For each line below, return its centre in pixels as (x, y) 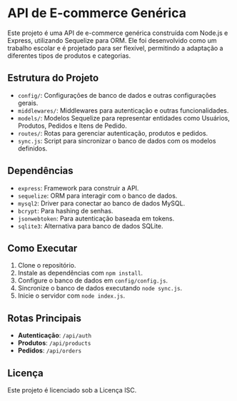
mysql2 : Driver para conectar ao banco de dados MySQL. (101, 203)
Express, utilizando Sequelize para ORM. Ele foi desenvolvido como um (112, 40)
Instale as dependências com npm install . (80, 273)
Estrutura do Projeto (53, 78)
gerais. (28, 103)
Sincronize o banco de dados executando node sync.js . (100, 288)
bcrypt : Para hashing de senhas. (65, 210)
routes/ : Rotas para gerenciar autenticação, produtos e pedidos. (113, 133)
